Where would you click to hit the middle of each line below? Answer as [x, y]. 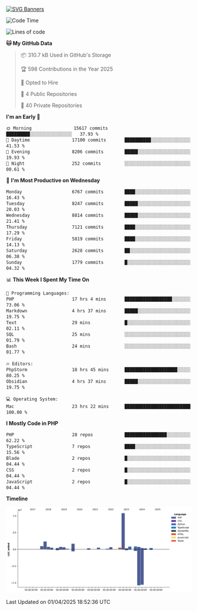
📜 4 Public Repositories [49, 94]
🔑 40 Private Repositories [51, 105]
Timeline [17, 499]
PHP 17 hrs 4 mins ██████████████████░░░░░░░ [98, 299]
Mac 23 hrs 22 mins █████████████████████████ [98, 406]
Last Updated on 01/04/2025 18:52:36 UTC [58, 602]
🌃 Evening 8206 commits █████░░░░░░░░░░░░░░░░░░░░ [98, 152]
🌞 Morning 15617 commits [57, 128]
